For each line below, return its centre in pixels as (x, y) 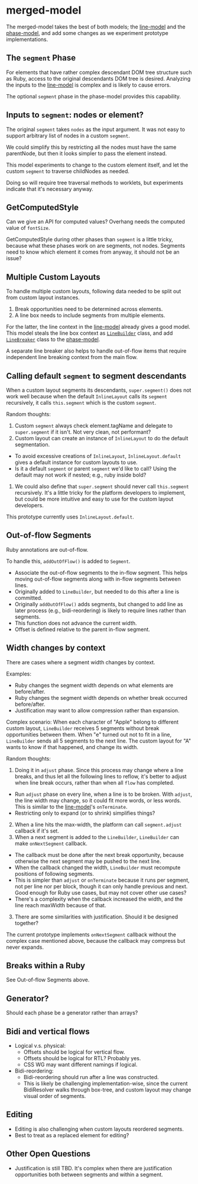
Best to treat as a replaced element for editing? (72, 1135)
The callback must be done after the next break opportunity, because (99, 855)
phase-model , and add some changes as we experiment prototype (87, 33)
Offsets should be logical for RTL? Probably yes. (82, 1058)
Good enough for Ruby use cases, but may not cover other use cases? (100, 892)
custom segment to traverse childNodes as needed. (68, 171)
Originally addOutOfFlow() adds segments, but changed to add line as (99, 604)
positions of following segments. (54, 873)
